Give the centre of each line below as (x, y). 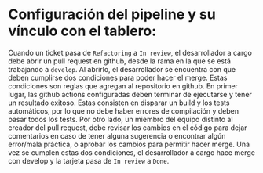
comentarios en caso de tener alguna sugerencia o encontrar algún (117, 135)
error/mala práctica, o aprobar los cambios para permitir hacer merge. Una (129, 144)
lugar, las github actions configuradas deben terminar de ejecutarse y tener (130, 94)
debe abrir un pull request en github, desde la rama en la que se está (120, 61)
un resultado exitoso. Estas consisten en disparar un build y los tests (119, 103)
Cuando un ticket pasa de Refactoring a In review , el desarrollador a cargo (130, 52)
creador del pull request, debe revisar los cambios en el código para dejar (128, 128)
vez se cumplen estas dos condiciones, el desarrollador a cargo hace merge (131, 152)
